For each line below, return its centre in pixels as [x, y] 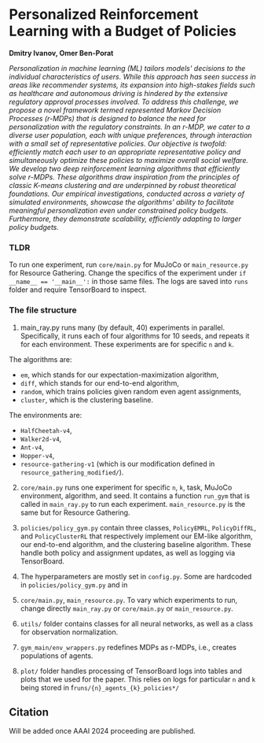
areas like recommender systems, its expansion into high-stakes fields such [132, 85]
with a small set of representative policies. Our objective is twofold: [118, 143]
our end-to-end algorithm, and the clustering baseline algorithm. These [136, 544]
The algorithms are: [40, 359]
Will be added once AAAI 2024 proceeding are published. [102, 731]
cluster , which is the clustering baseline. [87, 400]
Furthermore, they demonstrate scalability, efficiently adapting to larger [125, 219]
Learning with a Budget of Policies [123, 31]
